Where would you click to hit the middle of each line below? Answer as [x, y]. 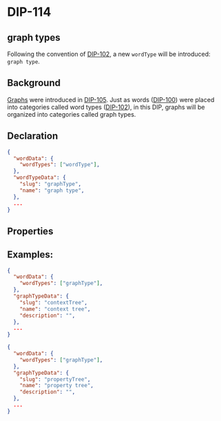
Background [34, 83]
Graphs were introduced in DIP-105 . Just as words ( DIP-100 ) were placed [111, 99]
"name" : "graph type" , [52, 190]
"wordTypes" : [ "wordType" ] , [60, 165]
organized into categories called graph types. [72, 114]
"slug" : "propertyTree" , [55, 379]
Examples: [30, 255]
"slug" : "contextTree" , [54, 302]
